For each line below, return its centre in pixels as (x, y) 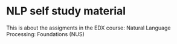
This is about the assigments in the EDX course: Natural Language (88, 28)
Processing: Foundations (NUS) (45, 34)
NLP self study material (66, 11)
